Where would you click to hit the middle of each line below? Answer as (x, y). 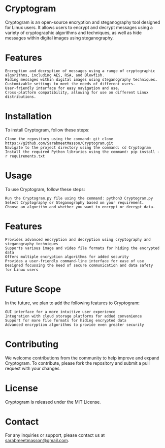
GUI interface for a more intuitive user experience (60, 312)
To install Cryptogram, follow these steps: (47, 130)
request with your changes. (33, 368)
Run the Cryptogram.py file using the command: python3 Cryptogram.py (79, 198)
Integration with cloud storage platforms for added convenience (73, 316)
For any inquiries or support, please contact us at (55, 435)
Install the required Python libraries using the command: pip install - (82, 152)
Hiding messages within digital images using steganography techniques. (81, 79)
